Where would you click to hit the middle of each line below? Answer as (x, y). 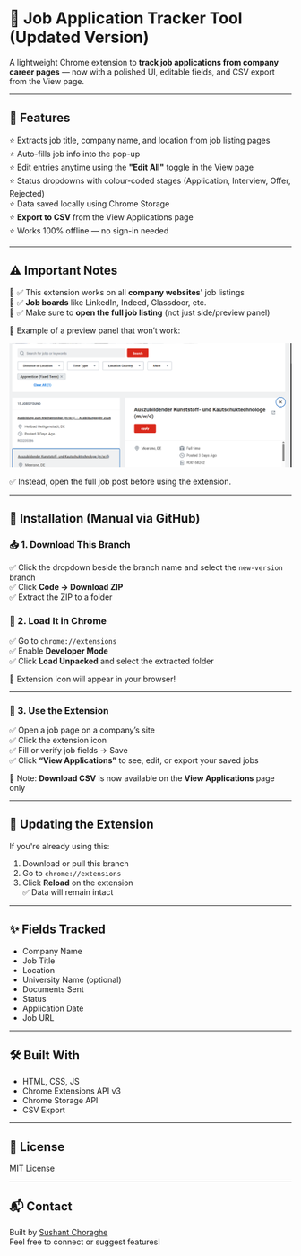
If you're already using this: (60, 846)
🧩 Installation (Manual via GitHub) (105, 518)
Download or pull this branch (76, 863)
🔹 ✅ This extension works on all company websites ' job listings (127, 292)
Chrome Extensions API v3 (71, 1091)
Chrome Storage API (60, 1101)
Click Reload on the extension (77, 883)
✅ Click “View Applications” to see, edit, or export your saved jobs (134, 760)
